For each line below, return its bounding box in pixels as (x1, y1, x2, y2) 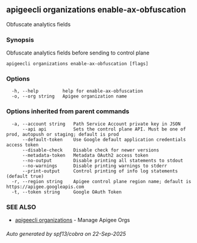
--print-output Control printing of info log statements (22, 168, 178, 174)
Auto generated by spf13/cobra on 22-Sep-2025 (6, 230, 126, 237)
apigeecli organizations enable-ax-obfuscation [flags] (6, 61, 148, 67)
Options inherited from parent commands (6, 107, 130, 116)
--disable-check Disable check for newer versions (22, 147, 160, 153)
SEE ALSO (6, 203, 37, 211)
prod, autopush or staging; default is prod (6, 131, 119, 137)
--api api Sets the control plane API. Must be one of (22, 126, 186, 132)
